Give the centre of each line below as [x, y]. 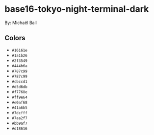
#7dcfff [19, 113]
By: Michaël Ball [21, 23]
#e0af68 [19, 102]
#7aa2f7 [19, 118]
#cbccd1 [19, 81]
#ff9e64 [19, 97]
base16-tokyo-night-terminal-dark [77, 9]
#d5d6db [19, 87]
